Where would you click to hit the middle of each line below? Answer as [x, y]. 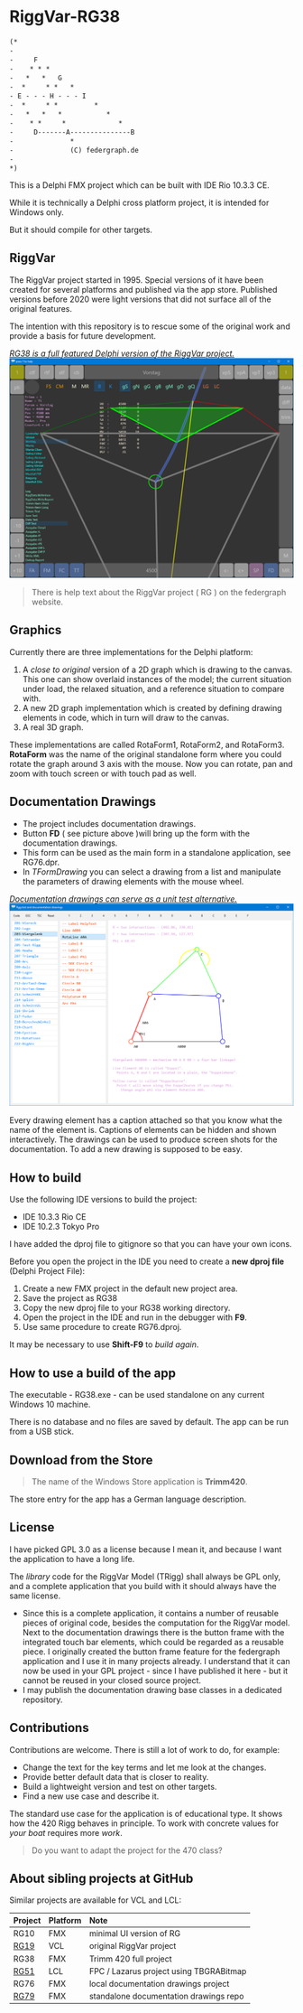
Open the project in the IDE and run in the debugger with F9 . [135, 1317]
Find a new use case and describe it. [91, 1796]
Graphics [36, 630]
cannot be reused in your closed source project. [111, 1680]
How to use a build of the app [93, 1373]
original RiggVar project [133, 1946]
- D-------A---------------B [72, 132]
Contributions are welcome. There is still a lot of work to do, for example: [145, 1749]
